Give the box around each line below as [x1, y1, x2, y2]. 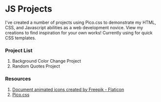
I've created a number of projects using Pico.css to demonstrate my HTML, [5, 19, 156, 25]
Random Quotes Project [12, 63, 60, 69]
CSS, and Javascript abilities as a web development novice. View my [5, 24, 143, 30]
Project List [5, 47, 33, 54]
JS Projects [5, 3, 52, 15]
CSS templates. [5, 35, 36, 41]
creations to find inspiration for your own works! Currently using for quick [5, 30, 153, 35]
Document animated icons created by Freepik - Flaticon [12, 86, 124, 92]
